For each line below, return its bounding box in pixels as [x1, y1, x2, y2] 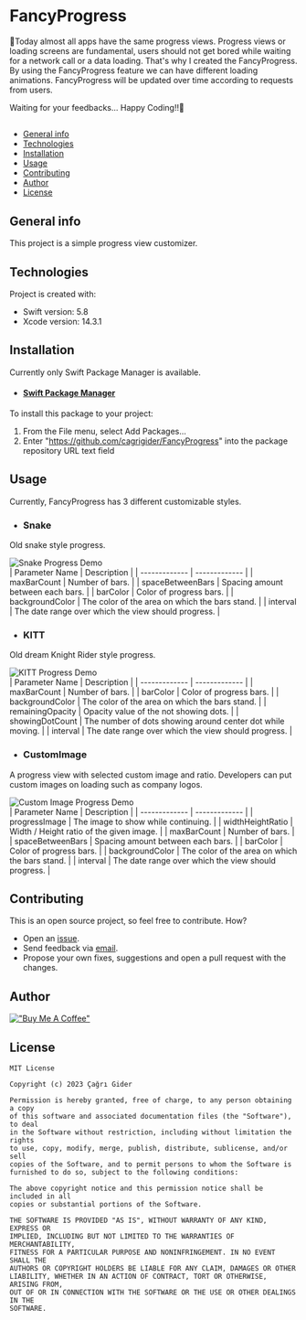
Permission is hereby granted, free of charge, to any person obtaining [9, 1096, 292, 1105]
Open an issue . [22, 933, 80, 944]
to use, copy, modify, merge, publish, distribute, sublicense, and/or [9, 1144, 288, 1154]
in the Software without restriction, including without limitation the [9, 1128, 292, 1137]
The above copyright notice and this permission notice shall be [9, 1184, 263, 1194]
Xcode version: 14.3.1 [22, 316, 102, 327]
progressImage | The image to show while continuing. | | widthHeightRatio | [9, 816, 294, 827]
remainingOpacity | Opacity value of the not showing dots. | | [9, 706, 239, 717]
